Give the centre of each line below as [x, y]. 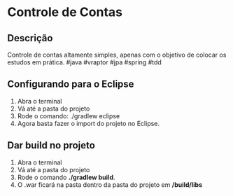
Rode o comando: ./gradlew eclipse [69, 115]
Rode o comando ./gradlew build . [66, 177]
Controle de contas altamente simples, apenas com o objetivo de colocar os [117, 55]
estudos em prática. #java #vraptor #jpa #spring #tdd [85, 62]
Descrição [30, 38]
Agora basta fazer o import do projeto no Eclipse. [88, 123]
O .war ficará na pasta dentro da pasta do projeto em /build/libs [110, 184]
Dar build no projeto [51, 145]
